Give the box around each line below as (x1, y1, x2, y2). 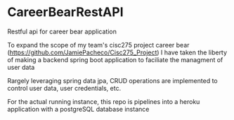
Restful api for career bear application (7, 27, 117, 36)
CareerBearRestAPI (7, 4, 124, 20)
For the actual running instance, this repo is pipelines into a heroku (7, 97, 200, 105)
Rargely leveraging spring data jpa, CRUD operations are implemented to (7, 76, 218, 84)
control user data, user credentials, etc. (7, 84, 122, 92)
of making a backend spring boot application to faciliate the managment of (7, 55, 223, 63)
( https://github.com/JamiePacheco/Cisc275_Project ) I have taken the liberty (7, 48, 227, 57)
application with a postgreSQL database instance (7, 105, 150, 113)
